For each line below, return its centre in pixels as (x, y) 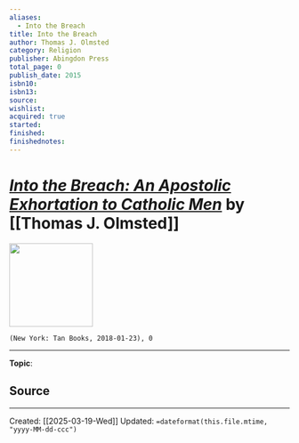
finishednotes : (37, 141)
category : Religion (45, 51)
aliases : (25, 17)
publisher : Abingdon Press (59, 59)
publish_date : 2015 (45, 76)
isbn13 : (24, 92)
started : (25, 125)
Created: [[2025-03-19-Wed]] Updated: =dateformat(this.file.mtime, (139, 421)
